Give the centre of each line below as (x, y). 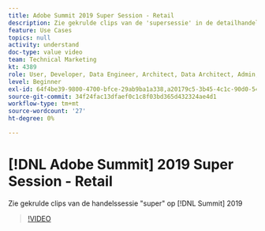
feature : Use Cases (40, 30)
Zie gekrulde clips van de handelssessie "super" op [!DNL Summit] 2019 (125, 203)
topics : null (30, 38)
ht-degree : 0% (32, 119)
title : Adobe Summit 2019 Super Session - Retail (91, 15)
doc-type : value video (45, 52)
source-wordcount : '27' (47, 112)
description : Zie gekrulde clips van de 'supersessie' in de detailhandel (134, 23)
